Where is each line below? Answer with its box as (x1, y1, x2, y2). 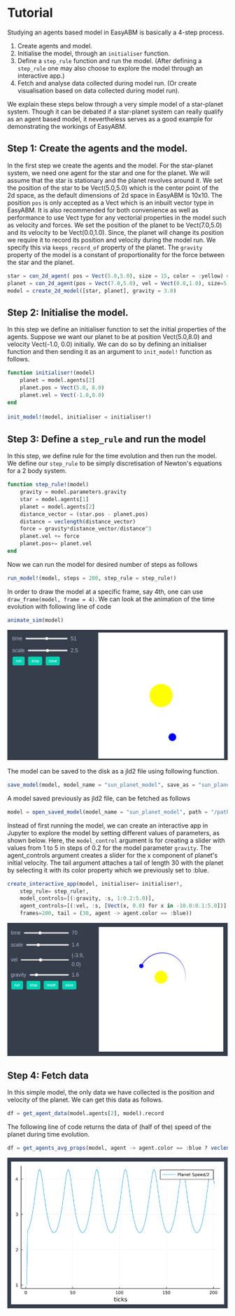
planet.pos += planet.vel (20, 540, 92, 547)
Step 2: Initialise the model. (7, 306, 129, 318)
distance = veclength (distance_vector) (20, 518, 136, 525)
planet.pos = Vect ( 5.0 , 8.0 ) (20, 384, 105, 391)
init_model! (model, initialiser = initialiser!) (7, 413, 152, 421)
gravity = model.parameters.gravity (20, 488, 127, 495)
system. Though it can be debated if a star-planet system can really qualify (7, 107, 224, 116)
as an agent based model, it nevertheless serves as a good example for (7, 114, 213, 123)
